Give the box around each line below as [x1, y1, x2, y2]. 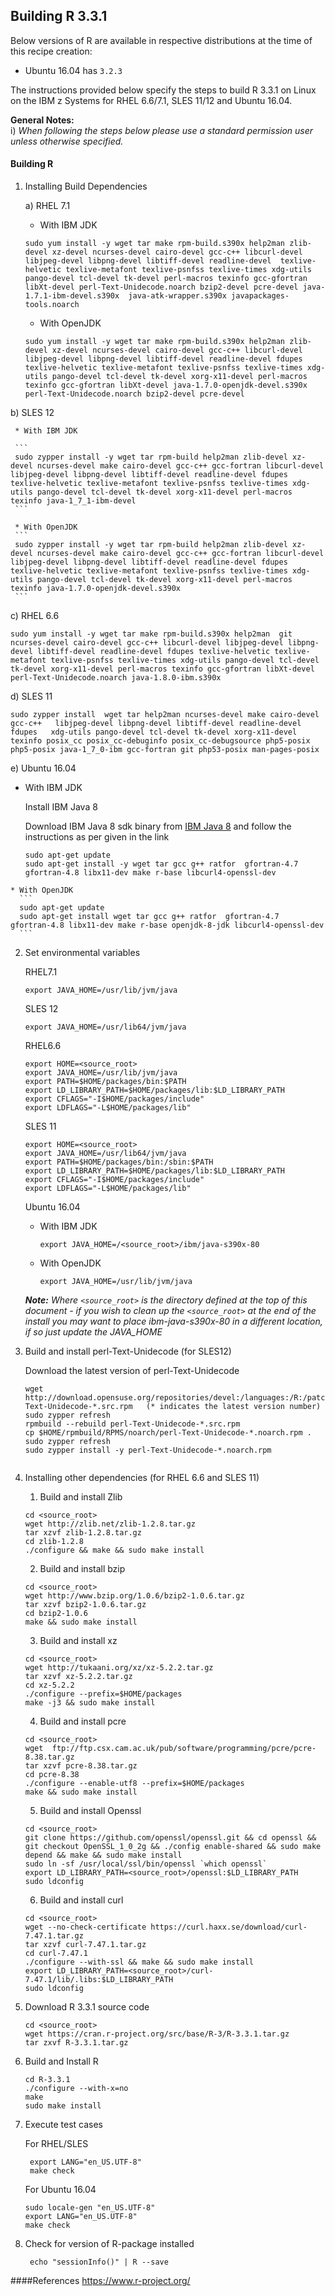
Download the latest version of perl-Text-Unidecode [24, 1365, 240, 1377]
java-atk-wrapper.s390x [128, 291, 227, 301]
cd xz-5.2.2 [24, 1680, 75, 1691]
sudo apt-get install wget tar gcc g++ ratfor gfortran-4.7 [19, 912, 280, 922]
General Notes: [10, 114, 75, 126]
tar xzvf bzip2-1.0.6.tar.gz [24, 1600, 147, 1610]
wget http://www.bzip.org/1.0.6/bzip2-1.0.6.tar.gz [24, 1591, 245, 1601]
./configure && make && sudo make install [24, 1545, 205, 1556]
